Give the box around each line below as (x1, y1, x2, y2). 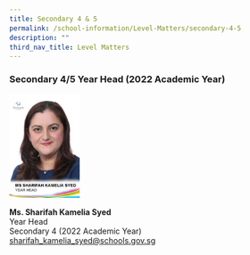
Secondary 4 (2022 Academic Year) (9, 226, 142, 236)
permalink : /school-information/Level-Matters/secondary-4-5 (9, 23, 242, 33)
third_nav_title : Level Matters (9, 43, 129, 52)
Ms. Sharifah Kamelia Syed (9, 207, 112, 218)
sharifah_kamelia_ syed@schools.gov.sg (9, 235, 156, 246)
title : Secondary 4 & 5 (9, 14, 98, 23)
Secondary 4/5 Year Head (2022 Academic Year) (9, 73, 226, 86)
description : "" (9, 33, 70, 42)
